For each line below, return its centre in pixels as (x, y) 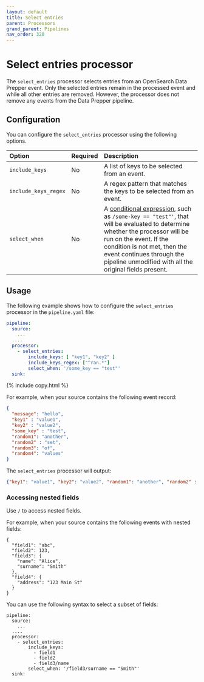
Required (85, 155)
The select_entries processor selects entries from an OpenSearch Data (97, 81)
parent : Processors (31, 23)
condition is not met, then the (145, 247)
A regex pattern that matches (145, 183)
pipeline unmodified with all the (148, 262)
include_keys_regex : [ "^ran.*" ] (69, 363)
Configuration (33, 120)
